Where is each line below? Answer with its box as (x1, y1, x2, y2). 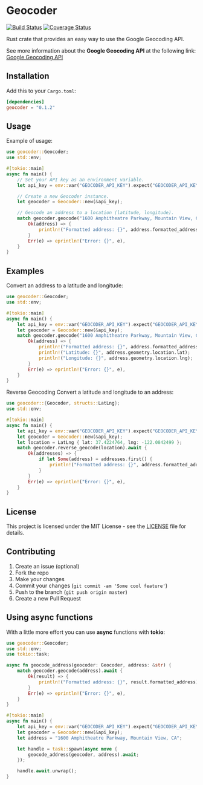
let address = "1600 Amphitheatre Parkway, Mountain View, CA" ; (17, 735, 182, 741)
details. (6, 529, 25, 536)
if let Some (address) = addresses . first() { (38, 456, 153, 463)
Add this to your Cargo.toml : (6, 87, 77, 94)
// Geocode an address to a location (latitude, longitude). (17, 210, 174, 216)
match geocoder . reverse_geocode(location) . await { (17, 445, 147, 451)
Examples (6, 265, 44, 276)
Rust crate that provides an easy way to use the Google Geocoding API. (6, 35, 184, 42)
